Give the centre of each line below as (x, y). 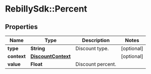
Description (96, 40)
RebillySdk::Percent (46, 9)
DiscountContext (51, 56)
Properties (21, 27)
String (38, 48)
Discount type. (92, 48)
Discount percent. (96, 64)
